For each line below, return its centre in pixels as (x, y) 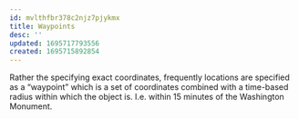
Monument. (31, 106)
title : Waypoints (42, 26)
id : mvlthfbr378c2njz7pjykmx (65, 18)
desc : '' (26, 35)
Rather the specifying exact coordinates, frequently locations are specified (149, 77)
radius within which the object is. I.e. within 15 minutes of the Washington (147, 97)
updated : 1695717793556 (55, 43)
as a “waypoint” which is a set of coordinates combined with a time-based (149, 87)
